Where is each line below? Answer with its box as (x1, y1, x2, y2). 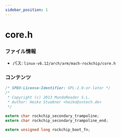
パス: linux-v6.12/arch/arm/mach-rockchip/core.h (12, 60, 116, 66)
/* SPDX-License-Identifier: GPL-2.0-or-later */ (5, 86, 111, 91)
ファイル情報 (5, 48, 36, 55)
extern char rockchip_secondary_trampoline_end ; (5, 118, 108, 123)
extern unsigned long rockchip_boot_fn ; (5, 127, 91, 132)
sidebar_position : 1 (5, 7, 48, 13)
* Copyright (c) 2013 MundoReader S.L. (7, 95, 91, 100)
